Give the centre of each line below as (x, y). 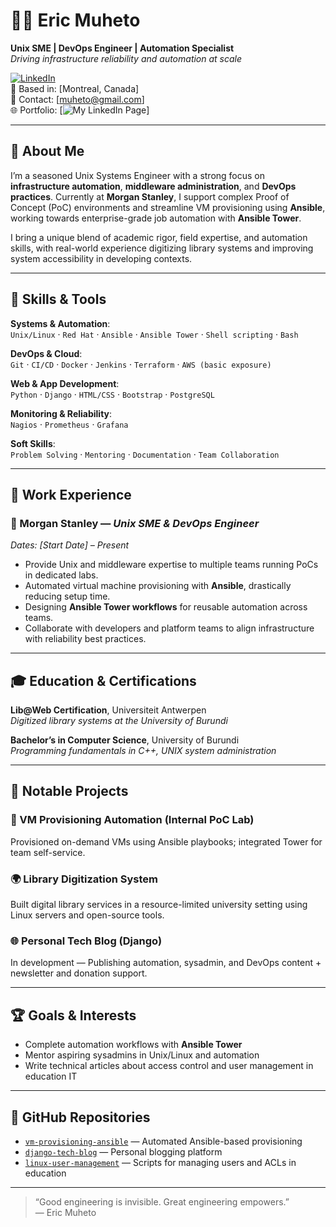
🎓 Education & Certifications (103, 680)
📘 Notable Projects (69, 791)
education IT (51, 1076)
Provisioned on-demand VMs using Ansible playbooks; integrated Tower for (166, 841)
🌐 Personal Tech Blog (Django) (86, 941)
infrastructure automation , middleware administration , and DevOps (153, 186)
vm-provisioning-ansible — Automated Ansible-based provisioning (163, 1141)
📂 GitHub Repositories (80, 1117)
